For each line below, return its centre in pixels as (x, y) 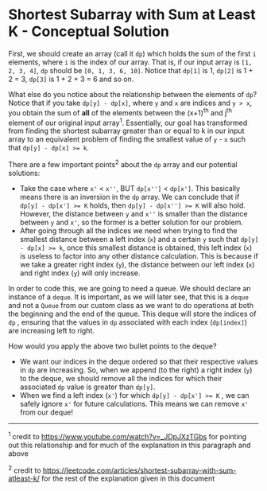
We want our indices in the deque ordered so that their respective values (139, 361)
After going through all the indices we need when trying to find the (128, 230)
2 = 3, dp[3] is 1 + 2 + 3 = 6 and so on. (71, 79)
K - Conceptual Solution (89, 31)
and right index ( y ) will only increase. (80, 273)
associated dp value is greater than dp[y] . (87, 387)
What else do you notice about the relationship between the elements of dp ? (132, 94)
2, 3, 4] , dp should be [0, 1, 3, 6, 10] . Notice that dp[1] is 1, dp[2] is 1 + (131, 70)
